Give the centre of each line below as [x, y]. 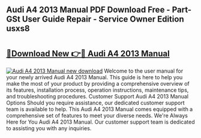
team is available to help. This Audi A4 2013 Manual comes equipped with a [100, 109]
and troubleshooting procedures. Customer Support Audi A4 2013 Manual [97, 96]
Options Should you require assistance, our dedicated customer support [95, 103]
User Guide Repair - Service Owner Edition [103, 19]
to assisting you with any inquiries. [49, 128]
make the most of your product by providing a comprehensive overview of [98, 84]
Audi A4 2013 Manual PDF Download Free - [88, 10]
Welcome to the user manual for [144, 71]
